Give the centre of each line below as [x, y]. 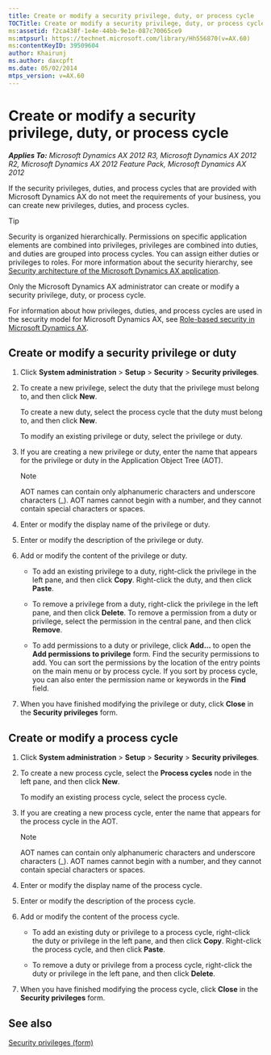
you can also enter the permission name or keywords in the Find [139, 680]
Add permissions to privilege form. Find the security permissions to [146, 654]
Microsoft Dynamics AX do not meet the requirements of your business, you [135, 196]
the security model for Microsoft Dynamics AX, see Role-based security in [132, 319]
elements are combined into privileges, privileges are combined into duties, [133, 245]
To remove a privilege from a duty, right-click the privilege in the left [145, 604]
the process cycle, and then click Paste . [98, 949]
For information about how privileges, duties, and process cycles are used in [135, 311]
